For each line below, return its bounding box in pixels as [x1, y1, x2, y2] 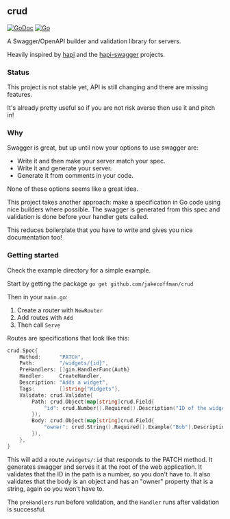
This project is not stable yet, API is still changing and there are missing [7, 83, 209, 91]
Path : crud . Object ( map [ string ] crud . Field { [31, 398, 155, 405]
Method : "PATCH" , [19, 354, 84, 360]
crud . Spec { [7, 347, 38, 354]
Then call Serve [16, 321, 60, 329]
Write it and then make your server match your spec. [16, 157, 166, 165]
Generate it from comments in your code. [16, 172, 133, 180]
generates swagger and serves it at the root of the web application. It [7, 463, 203, 471]
